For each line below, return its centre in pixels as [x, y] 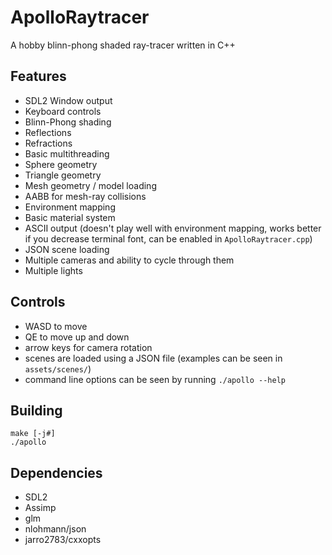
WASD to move [56, 326]
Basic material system [70, 217]
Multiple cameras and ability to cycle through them [129, 260]
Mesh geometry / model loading [90, 185]
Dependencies [56, 472]
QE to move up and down [77, 337]
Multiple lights [53, 270]
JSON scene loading [67, 249]
